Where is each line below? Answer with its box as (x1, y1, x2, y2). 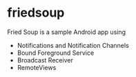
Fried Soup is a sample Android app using (7, 28, 126, 36)
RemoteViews (17, 63, 57, 71)
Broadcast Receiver (17, 55, 74, 64)
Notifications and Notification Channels (17, 41, 129, 49)
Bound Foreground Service (17, 49, 95, 57)
